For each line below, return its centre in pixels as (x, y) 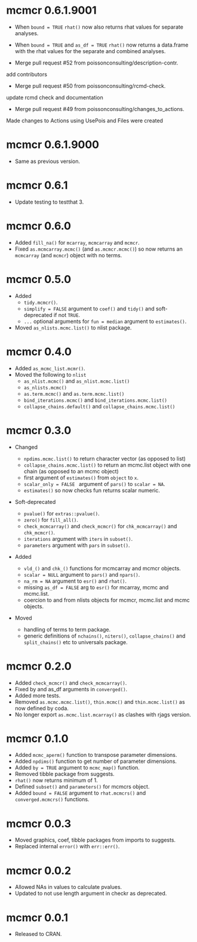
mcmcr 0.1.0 (37, 738)
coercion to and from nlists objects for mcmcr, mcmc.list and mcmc (107, 600)
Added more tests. (38, 695)
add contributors (27, 74)
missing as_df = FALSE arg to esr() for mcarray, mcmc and (96, 587)
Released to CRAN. (38, 934)
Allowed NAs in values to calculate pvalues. (68, 887)
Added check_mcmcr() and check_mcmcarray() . (71, 683)
